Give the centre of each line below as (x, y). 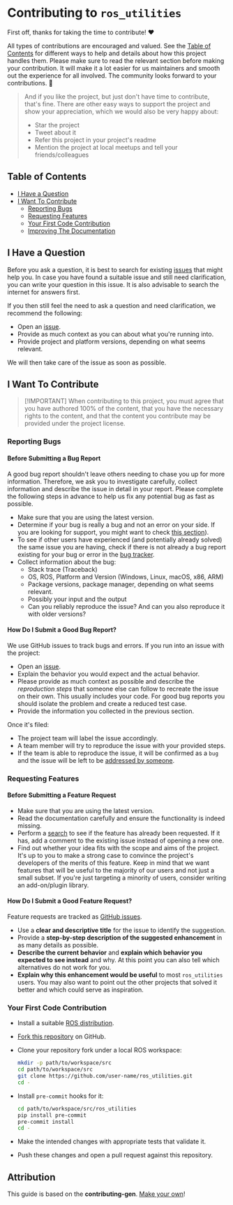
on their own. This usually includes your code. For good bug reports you (121, 696)
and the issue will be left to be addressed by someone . (96, 760)
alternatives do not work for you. (64, 968)
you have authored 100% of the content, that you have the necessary (123, 409)
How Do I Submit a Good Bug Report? (62, 630)
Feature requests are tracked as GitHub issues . (75, 917)
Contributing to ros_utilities (95, 13)
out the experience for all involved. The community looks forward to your (112, 76)
